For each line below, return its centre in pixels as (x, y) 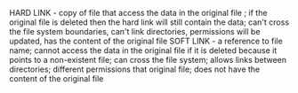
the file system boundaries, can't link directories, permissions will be (135, 31)
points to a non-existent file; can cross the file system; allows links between (148, 60)
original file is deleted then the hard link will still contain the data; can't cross (149, 22)
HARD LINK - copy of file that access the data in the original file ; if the (138, 13)
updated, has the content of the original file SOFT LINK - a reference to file (146, 41)
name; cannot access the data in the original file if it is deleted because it (143, 50)
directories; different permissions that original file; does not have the (135, 69)
